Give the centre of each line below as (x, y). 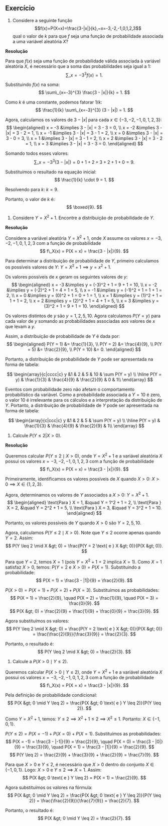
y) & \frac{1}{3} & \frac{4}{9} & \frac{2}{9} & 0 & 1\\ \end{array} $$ (84, 380)
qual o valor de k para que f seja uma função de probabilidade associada (88, 36)
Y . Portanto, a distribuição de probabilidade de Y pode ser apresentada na (82, 405)
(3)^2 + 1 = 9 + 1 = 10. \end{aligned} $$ (84, 306)
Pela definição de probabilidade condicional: (51, 695)
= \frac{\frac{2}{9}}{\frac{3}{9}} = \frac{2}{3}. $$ (84, 634)
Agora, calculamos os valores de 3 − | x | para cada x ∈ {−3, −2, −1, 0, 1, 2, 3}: (83, 120)
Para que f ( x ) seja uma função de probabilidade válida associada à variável (83, 61)
